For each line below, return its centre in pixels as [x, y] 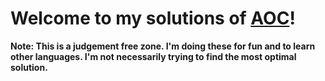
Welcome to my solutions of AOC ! [153, 18]
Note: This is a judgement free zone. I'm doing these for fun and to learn [163, 46]
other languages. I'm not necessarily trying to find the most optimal [153, 56]
